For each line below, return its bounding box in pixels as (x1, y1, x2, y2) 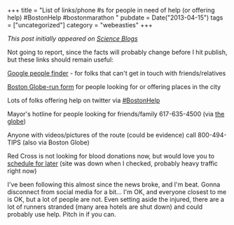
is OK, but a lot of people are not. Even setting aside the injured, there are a (7, 196, 224, 203)
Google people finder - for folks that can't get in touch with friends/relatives (7, 69, 226, 77)
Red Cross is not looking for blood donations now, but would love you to (7, 152, 215, 160)
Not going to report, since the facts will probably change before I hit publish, (7, 48, 228, 56)
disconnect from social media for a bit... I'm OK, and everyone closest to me (7, 188, 226, 196)
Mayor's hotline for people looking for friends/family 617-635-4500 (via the (7, 110, 225, 118)
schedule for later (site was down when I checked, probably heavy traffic (7, 159, 219, 168)
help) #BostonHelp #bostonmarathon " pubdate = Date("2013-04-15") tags (7, 13, 223, 22)
